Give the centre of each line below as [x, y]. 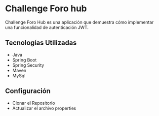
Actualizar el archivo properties [44, 108]
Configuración [28, 91]
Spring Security [28, 65]
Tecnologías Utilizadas [41, 43]
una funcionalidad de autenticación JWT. [47, 27]
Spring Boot [24, 60]
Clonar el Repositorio [34, 103]
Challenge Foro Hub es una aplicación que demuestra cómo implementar [79, 22]
